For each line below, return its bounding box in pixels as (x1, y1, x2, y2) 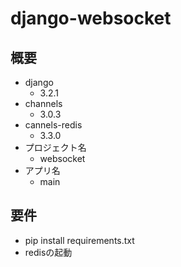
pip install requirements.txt (24, 234, 135, 246)
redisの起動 (24, 246, 73, 258)
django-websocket (10, 7, 172, 30)
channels (24, 98, 63, 109)
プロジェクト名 (24, 142, 87, 153)
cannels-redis (24, 119, 83, 131)
